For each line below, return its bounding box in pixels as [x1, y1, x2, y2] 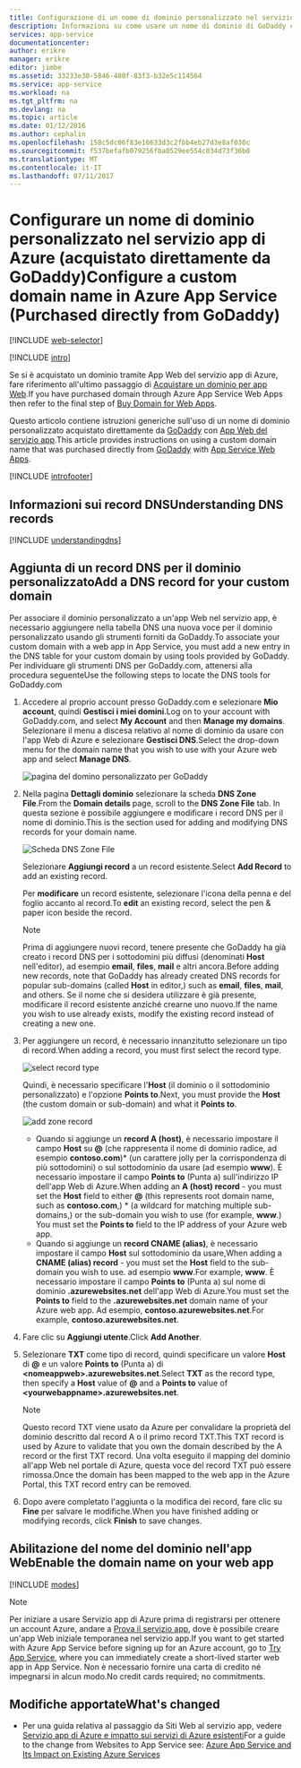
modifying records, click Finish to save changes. [21, 1515, 202, 1526]
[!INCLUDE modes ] [9, 1579, 80, 1590]
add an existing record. [21, 870, 108, 881]
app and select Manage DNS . [21, 754, 132, 764]
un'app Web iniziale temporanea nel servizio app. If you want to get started [9, 1633, 285, 1643]
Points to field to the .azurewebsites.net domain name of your [35, 1295, 269, 1306]
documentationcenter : [9, 38, 90, 47]
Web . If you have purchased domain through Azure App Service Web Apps [9, 389, 284, 400]
